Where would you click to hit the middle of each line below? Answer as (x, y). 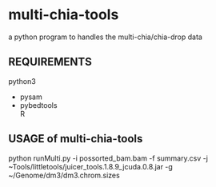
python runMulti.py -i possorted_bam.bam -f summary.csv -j (108, 158)
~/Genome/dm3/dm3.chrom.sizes (64, 175)
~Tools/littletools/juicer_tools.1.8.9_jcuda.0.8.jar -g (91, 166)
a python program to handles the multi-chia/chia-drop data (105, 37)
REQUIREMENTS (50, 62)
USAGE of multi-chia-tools (76, 139)
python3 (22, 81)
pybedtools (38, 105)
